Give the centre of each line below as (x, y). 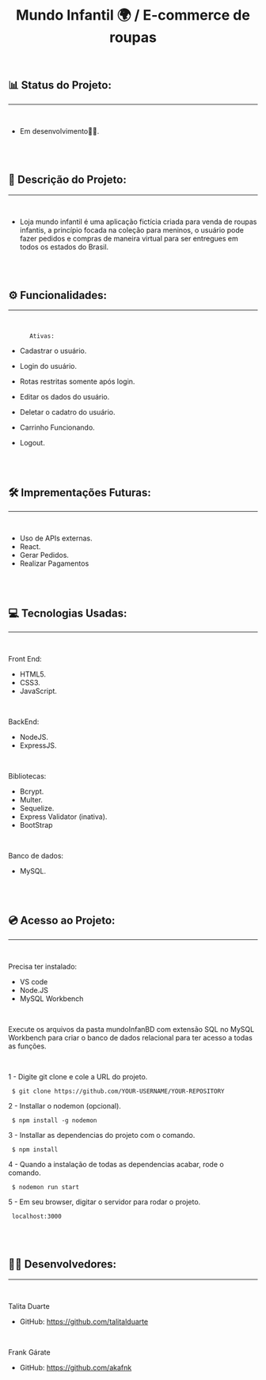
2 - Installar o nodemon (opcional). (65, 1105)
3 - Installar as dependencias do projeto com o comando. (102, 1135)
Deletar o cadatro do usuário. (67, 412)
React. (30, 547)
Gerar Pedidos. (44, 555)
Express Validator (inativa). (63, 817)
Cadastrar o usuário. (53, 351)
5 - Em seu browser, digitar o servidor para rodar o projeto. (104, 1202)
